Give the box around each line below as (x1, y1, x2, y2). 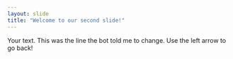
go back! (7, 44, 33, 52)
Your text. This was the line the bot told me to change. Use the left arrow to (7, 36, 227, 44)
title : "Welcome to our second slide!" (7, 17, 125, 24)
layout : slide (7, 10, 50, 18)
